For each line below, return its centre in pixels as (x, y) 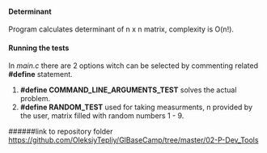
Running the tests (39, 48)
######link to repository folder (61, 132)
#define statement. (40, 74)
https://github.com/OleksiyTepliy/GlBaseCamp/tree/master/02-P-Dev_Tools (133, 140)
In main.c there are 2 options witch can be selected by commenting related (133, 66)
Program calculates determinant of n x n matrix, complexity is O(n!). (121, 29)
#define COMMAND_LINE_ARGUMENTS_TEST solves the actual (128, 90)
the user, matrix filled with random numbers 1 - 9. (102, 116)
